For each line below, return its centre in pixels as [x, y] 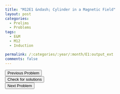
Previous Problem [23, 73]
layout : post [18, 14]
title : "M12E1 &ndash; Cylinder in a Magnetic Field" [60, 9]
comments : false [21, 59]
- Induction [22, 46]
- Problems [20, 28]
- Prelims [19, 23]
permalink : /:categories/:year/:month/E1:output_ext [59, 54]
